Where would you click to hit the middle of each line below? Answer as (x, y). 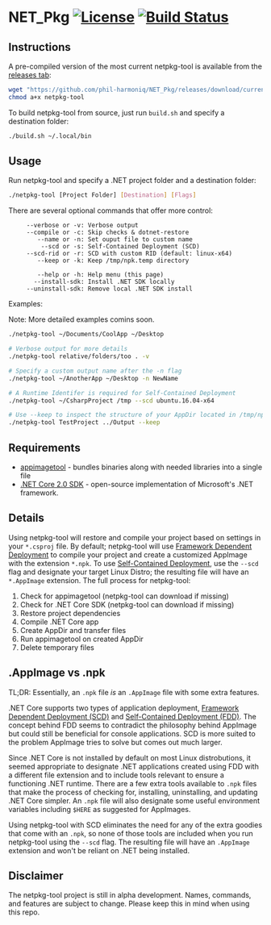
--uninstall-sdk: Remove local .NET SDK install (110, 289)
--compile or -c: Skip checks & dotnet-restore (108, 233)
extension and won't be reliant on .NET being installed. (99, 850)
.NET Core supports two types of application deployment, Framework (124, 708)
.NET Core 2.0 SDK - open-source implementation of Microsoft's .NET (137, 484)
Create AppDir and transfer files (73, 630)
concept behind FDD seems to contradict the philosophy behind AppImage (133, 725)
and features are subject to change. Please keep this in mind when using (129, 904)
